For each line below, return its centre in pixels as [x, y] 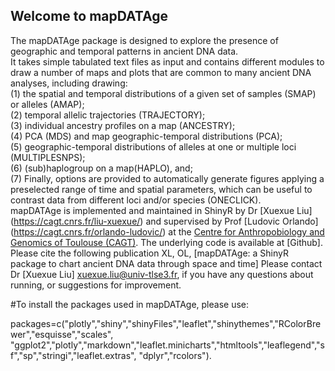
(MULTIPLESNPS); [48, 157]
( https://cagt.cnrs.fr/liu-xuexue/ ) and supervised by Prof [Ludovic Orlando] [164, 221]
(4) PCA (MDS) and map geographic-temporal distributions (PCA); [146, 136]
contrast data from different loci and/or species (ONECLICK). [136, 200]
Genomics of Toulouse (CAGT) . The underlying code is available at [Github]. [167, 242]
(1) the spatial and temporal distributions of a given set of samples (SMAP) [163, 93]
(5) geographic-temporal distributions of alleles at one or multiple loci [153, 146]
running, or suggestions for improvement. [96, 285]
